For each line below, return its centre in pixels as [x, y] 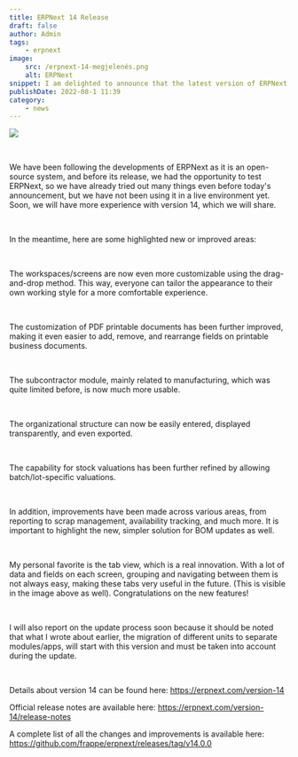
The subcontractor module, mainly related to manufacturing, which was [140, 380]
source [22, 177]
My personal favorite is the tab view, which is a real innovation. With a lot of [147, 565]
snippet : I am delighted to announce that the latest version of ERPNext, [150, 83]
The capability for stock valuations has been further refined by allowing [140, 468]
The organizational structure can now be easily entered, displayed [130, 424]
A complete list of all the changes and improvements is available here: [137, 734]
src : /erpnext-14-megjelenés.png [87, 67]
